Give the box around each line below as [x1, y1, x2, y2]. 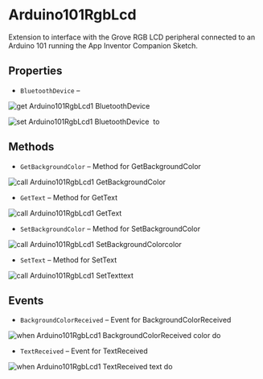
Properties [8, 64, 63, 78]
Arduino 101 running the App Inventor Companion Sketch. [8, 40, 199, 50]
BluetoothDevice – [19, 85, 80, 95]
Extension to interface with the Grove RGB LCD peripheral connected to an [8, 32, 256, 42]
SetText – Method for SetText [19, 255, 117, 265]
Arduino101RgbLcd [8, 6, 137, 24]
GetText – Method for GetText [19, 192, 118, 202]
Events [8, 294, 44, 307]
